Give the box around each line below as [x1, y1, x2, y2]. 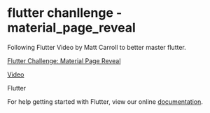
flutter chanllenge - [7, 5, 122, 21]
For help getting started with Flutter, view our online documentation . [7, 97, 203, 106]
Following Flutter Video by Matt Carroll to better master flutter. [7, 43, 187, 51]
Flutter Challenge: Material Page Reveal [7, 56, 121, 65]
